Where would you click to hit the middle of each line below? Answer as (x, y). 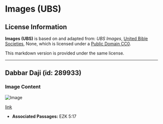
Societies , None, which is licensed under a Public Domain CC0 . (68, 44)
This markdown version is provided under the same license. (65, 53)
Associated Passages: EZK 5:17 (44, 116)
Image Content (23, 87)
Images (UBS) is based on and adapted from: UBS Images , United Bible (76, 38)
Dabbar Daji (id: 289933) (43, 73)
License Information (36, 27)
